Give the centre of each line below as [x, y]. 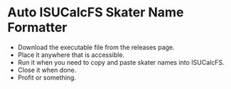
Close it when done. [47, 70]
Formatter [37, 27]
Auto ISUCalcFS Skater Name [96, 12]
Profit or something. [47, 77]
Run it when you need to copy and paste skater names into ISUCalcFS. [121, 62]
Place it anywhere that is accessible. [71, 55]
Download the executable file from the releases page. [96, 47]
